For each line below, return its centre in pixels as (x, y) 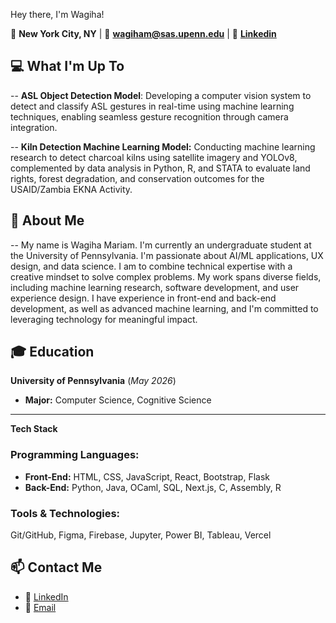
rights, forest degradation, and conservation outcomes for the (137, 178)
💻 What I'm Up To (67, 66)
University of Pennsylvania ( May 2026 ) (93, 381)
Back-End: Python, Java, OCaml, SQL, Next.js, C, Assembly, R (153, 487)
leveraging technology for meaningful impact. (104, 319)
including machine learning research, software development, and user (155, 287)
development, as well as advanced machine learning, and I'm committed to (164, 308)
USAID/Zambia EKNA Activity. (71, 189)
